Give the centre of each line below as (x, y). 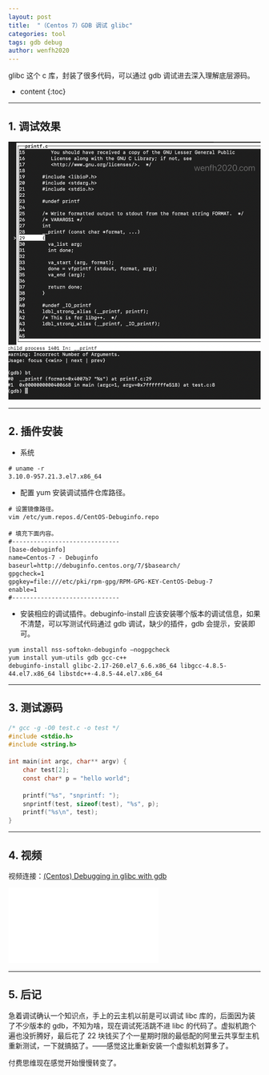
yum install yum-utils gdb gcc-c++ (68, 658)
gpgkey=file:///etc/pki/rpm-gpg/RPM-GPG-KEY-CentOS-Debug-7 (111, 582)
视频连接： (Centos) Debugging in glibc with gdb (88, 876)
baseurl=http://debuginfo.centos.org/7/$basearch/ (94, 566)
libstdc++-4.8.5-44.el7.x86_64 (110, 674)
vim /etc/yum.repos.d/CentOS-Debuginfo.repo (84, 517)
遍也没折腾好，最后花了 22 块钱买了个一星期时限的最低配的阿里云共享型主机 (134, 1035)
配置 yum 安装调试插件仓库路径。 (75, 492)
